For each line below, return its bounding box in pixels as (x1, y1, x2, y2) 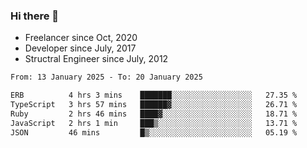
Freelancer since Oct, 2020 (24, 32, 138, 44)
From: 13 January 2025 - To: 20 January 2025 (10, 72, 203, 83)
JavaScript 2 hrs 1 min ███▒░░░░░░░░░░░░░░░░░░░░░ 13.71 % (10, 118, 298, 128)
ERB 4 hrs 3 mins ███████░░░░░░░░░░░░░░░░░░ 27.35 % (10, 90, 298, 101)
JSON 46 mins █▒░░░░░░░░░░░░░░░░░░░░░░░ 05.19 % (10, 127, 298, 138)
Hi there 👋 (10, 9, 60, 23)
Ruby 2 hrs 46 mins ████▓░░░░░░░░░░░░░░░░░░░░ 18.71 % (10, 109, 298, 119)
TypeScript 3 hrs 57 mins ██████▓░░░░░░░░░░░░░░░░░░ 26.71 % (10, 100, 298, 110)
